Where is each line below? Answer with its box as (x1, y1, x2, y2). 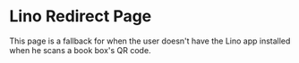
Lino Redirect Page (9, 6, 152, 27)
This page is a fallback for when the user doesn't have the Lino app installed (9, 35, 291, 46)
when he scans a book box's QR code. (9, 44, 151, 55)
